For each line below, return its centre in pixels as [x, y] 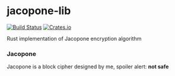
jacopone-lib [39, 11]
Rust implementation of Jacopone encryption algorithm [74, 38]
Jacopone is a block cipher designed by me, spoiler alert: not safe [88, 67]
